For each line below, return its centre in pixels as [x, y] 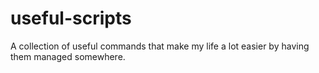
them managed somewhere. [68, 56]
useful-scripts [71, 18]
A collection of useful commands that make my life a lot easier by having [160, 46]
